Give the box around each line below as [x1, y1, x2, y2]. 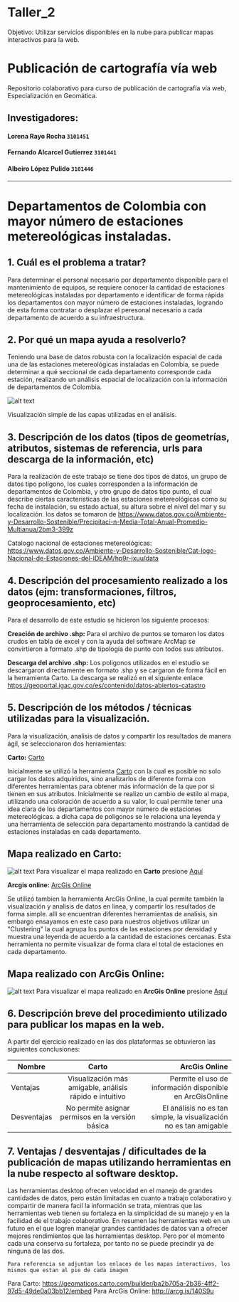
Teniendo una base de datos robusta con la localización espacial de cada [7, 353, 223, 361]
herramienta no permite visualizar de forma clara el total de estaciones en [7, 940, 224, 948]
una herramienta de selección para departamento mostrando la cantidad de [7, 820, 230, 828]
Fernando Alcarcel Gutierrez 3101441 [7, 148, 117, 157]
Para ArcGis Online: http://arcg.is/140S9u [93, 1287, 215, 1296]
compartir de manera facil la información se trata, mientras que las [7, 1202, 203, 1210]
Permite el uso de [169, 1074, 228, 1084]
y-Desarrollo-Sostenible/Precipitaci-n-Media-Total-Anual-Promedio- [7, 517, 208, 526]
